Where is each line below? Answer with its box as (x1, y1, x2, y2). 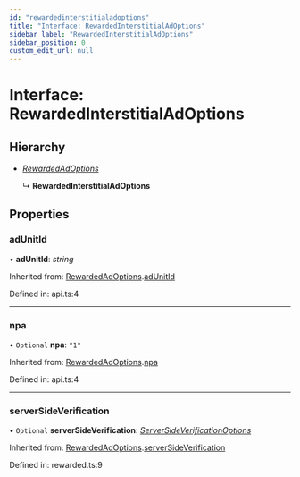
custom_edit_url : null (9, 47, 94, 55)
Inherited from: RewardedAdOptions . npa (9, 357, 159, 368)
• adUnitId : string (9, 253, 74, 264)
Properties (9, 207, 70, 222)
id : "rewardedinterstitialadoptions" (9, 13, 150, 22)
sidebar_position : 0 (9, 38, 87, 47)
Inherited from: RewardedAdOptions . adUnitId (9, 270, 176, 282)
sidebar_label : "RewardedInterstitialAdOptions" (9, 30, 194, 38)
